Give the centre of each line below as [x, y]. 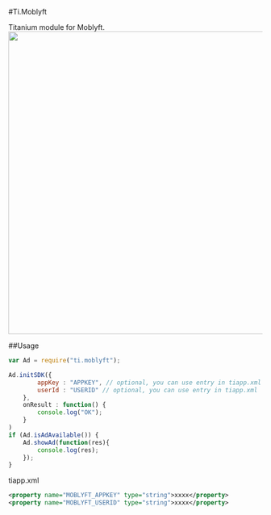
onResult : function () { [65, 405]
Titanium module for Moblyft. [56, 27]
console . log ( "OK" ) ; [70, 412]
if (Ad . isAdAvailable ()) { [54, 435]
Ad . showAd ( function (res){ [67, 442]
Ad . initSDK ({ [30, 375]
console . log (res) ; [68, 450]
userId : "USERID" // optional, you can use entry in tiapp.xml [148, 390]
